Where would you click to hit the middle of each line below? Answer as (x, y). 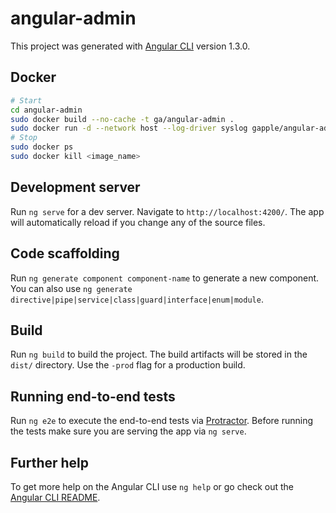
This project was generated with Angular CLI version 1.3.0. (130, 46)
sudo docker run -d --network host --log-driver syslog (129, 128)
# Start (26, 100)
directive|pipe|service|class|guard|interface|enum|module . (137, 299)
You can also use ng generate (71, 288)
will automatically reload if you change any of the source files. (138, 222)
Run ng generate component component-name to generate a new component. (165, 278)
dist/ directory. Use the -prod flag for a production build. (128, 365)
